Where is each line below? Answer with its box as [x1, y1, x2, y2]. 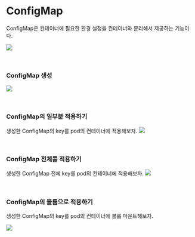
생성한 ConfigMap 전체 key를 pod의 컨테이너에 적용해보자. [6, 170, 144, 177]
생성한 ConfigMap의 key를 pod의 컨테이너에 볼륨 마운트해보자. [6, 213, 154, 220]
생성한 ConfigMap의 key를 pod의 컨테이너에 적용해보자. [6, 127, 138, 134]
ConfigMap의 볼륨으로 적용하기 [6, 198, 93, 206]
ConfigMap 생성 [6, 71, 52, 79]
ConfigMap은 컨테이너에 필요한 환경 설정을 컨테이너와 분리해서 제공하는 [6, 24, 174, 32]
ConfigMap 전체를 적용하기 [6, 155, 82, 164]
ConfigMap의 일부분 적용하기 [6, 112, 88, 121]
